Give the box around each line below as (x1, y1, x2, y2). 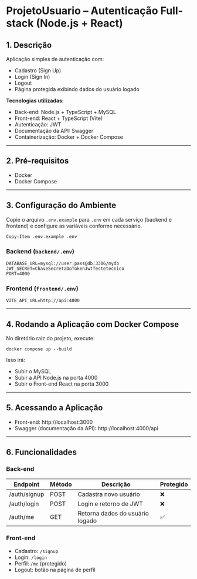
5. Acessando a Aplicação (6, 403, 103, 413)
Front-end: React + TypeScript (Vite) (14, 115, 103, 122)
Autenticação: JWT (14, 121, 62, 128)
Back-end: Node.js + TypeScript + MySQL (14, 109, 116, 115)
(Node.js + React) (36, 16, 123, 30)
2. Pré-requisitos (6, 156, 69, 166)
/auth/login (9, 500, 39, 508)
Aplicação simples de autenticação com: (6, 56, 104, 62)
